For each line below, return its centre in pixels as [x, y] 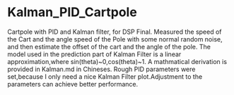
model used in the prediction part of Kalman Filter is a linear [94, 54]
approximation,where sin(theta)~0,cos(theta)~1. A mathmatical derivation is [117, 61]
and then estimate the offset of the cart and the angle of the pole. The [109, 46]
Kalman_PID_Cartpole [72, 12]
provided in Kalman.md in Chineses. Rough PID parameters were [101, 69]
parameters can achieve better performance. [73, 84]
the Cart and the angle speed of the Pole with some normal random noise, [115, 39]
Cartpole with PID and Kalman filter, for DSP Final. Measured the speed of [115, 32]
